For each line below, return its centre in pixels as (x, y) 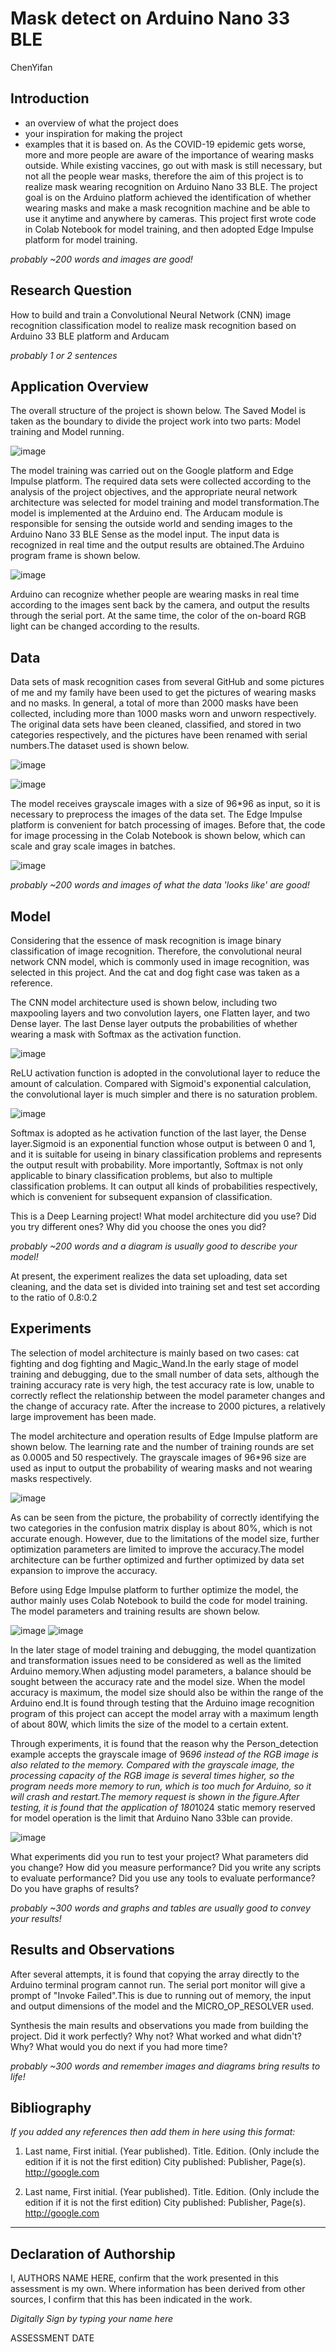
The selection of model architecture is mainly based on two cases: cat (155, 1353)
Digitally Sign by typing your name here (92, 2319)
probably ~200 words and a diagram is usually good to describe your (154, 1246)
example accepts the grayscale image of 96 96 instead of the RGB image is (164, 1754)
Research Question (71, 290)
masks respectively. (51, 1478)
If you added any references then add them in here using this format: (153, 2132)
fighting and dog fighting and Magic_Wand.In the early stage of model (154, 1363)
